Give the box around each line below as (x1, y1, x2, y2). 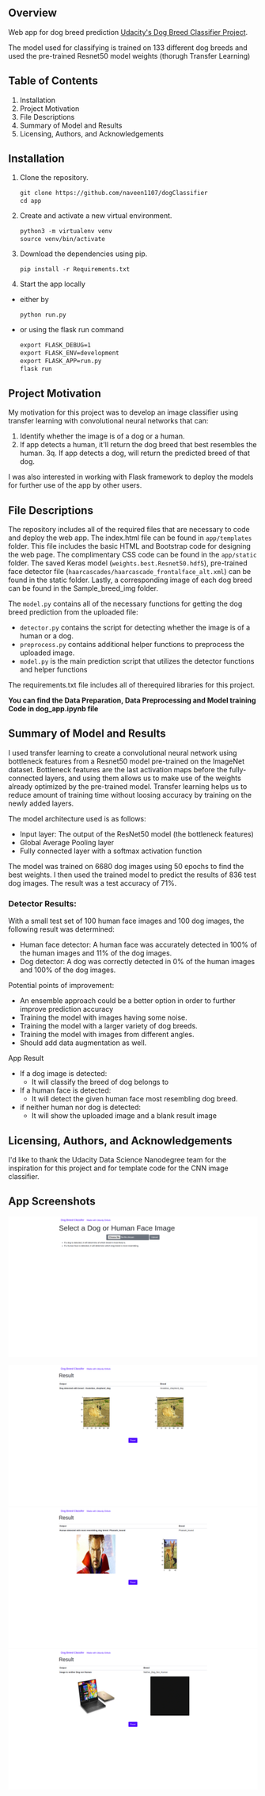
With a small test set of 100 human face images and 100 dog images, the (8, 916, 244, 926)
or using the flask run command (19, 325, 124, 335)
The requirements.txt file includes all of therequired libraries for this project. (8, 680, 256, 690)
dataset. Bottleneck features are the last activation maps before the (8, 764, 228, 774)
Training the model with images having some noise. (19, 1013, 187, 1022)
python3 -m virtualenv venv (19, 228, 112, 236)
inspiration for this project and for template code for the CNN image (8, 1163, 229, 1173)
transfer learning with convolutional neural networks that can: (8, 416, 209, 426)
